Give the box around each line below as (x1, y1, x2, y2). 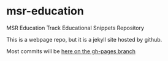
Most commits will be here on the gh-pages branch (6, 47, 136, 55)
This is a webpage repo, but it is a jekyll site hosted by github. (6, 36, 162, 43)
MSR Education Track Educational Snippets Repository (6, 24, 145, 31)
